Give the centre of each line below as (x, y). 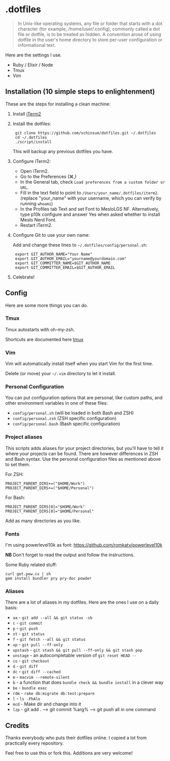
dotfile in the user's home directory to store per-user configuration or (90, 40)
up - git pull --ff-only (38, 644)
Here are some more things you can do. (47, 305)
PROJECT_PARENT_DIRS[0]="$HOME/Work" (45, 507)
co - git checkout (31, 661)
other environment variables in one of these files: (57, 403)
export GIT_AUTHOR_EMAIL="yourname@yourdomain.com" (71, 259)
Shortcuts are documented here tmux (44, 339)
